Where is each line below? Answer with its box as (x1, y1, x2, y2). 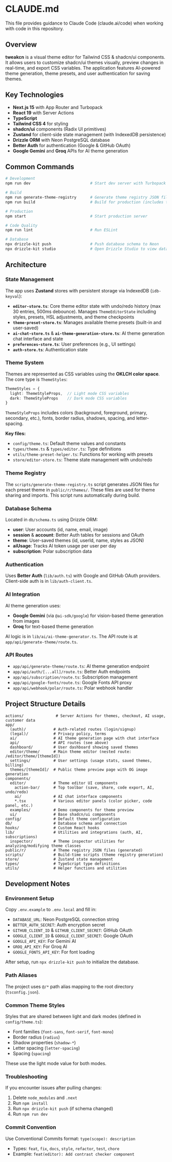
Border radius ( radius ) (12, 1034, 60, 1040)
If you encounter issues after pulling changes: (5, 1085, 102, 1091)
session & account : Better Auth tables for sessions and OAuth (12, 532, 144, 538)
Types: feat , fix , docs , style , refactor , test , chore (12, 1145, 120, 1151)
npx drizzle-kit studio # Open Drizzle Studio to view (5, 246, 157, 251)
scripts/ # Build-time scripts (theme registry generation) (5, 852, 164, 857)
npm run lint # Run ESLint (5, 227, 118, 233)
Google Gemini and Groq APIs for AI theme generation (12, 147, 128, 154)
